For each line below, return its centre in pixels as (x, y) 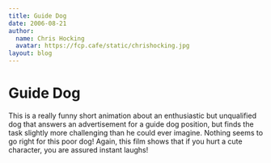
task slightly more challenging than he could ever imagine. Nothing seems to (136, 132)
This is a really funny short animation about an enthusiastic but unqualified (133, 115)
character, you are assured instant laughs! (78, 149)
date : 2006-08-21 (38, 23)
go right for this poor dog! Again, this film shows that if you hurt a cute (125, 141)
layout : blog (30, 53)
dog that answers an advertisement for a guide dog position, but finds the (131, 124)
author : (21, 31)
